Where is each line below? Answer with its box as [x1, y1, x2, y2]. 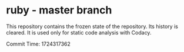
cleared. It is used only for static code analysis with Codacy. [6, 29, 152, 36]
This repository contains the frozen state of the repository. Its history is [6, 23, 178, 30]
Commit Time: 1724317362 [6, 40, 71, 47]
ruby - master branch [6, 4, 112, 17]
